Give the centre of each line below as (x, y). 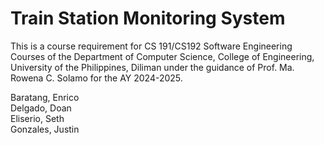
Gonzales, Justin (45, 129)
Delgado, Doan (41, 108)
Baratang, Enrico (45, 97)
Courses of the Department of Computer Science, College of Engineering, (162, 56)
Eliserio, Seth (37, 118)
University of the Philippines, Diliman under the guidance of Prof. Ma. (152, 67)
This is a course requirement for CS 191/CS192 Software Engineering (151, 46)
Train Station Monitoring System (148, 18)
